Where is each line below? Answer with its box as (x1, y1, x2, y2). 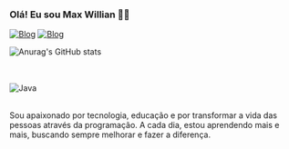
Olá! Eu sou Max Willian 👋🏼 (9, 8, 130, 21)
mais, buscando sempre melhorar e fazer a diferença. (9, 129, 212, 140)
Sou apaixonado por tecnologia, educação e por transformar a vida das (9, 109, 278, 121)
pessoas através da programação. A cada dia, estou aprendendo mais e (9, 119, 280, 130)
